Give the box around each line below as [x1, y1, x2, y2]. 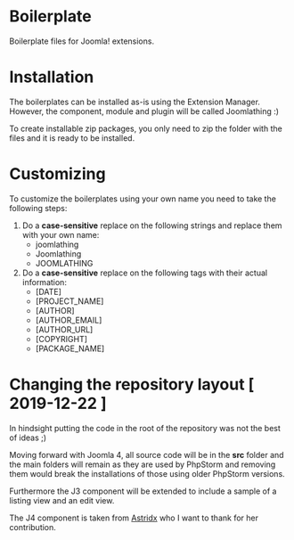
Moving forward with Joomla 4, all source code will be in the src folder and [9, 449, 284, 460]
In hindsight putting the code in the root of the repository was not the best [9, 422, 281, 433]
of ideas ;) [9, 432, 47, 443]
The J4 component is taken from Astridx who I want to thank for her [9, 512, 258, 523]
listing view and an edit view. [9, 495, 115, 505]
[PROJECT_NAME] [35, 296, 104, 307]
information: [21, 276, 67, 287]
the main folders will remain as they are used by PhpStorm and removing [9, 459, 276, 470]
